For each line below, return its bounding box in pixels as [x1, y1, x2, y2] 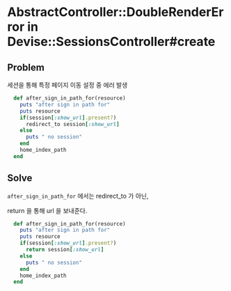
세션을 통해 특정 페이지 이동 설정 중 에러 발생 [7, 81, 128, 89]
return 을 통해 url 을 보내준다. [7, 206, 88, 214]
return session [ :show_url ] [25, 246, 104, 253]
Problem [7, 61, 45, 73]
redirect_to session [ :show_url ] [25, 120, 120, 127]
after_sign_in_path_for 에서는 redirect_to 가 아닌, [7, 191, 149, 200]
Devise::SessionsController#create [7, 34, 216, 49]
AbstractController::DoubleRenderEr [7, 4, 224, 20]
